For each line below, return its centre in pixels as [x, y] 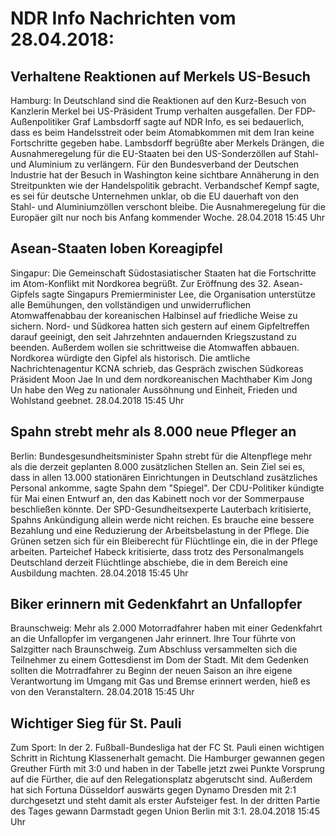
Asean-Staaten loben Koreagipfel [116, 248]
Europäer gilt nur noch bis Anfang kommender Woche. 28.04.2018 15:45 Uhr [168, 217]
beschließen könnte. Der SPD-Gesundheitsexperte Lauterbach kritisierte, [161, 509]
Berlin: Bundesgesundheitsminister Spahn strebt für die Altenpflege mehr [161, 456]
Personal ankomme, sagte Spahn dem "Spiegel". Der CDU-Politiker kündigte [167, 488]
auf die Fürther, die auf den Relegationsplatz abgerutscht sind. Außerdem [161, 779]
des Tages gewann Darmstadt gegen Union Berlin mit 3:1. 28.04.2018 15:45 [165, 811]
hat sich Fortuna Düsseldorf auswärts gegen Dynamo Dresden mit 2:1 [153, 790]
